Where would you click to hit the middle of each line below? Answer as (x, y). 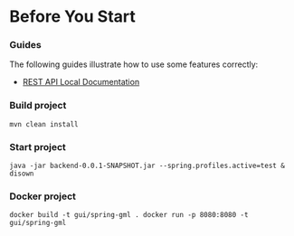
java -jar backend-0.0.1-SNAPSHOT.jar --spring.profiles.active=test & (147, 166)
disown (22, 174)
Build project (38, 106)
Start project (38, 146)
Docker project (43, 196)
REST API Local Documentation (81, 82)
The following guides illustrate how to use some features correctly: (134, 64)
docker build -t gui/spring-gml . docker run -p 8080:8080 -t (129, 215)
